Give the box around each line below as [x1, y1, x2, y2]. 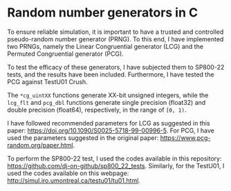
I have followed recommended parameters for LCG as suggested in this [7, 119, 210, 127]
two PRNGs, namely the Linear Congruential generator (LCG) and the [7, 42, 204, 50]
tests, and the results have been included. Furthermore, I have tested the [7, 70, 214, 79]
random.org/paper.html [7, 141, 73, 149]
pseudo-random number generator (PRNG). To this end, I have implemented [7, 34, 224, 43]
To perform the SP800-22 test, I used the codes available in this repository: [7, 154, 222, 163]
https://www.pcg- [160, 133, 211, 142]
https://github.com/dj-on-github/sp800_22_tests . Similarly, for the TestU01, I [7, 161, 225, 170]
